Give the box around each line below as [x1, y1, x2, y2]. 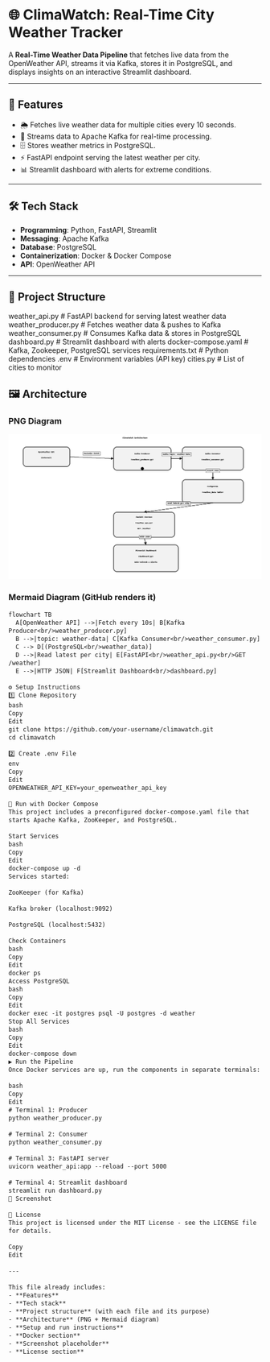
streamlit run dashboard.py [8, 1186, 103, 1195]
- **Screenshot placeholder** [8, 1339, 110, 1348]
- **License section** [8, 1348, 84, 1356]
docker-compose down [8, 1049, 78, 1058]
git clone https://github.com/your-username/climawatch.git [8, 726, 215, 734]
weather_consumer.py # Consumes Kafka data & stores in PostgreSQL [8, 329, 242, 338]
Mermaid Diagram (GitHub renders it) [8, 591, 157, 602]
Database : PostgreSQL [19, 242, 97, 251]
